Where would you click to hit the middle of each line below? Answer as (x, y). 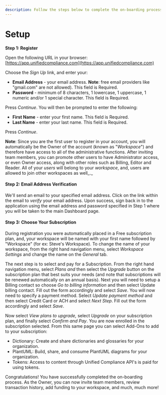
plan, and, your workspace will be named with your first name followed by (80, 239)
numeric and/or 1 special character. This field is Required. (71, 98)
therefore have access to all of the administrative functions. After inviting (79, 152)
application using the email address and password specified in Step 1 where (82, 205)
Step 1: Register (21, 48)
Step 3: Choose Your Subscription (41, 222)
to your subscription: (26, 331)
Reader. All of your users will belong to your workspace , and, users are (77, 168)
